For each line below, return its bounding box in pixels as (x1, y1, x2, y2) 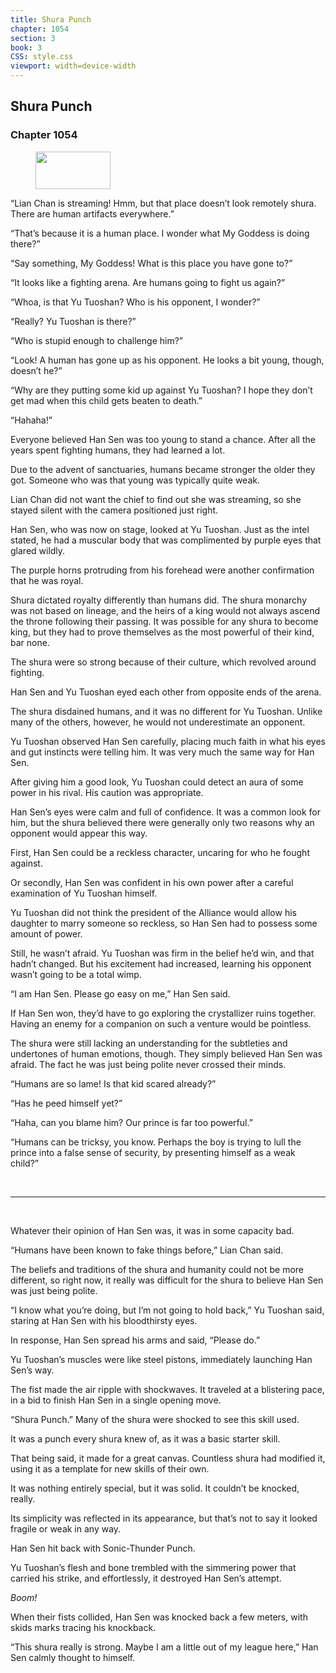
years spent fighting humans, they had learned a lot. (10, 444, 226, 456)
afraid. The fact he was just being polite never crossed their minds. (10, 1058, 287, 1070)
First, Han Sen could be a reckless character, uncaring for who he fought (10, 846, 310, 858)
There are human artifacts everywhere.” (10, 207, 175, 220)
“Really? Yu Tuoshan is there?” (10, 315, 137, 327)
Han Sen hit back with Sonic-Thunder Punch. (10, 1542, 196, 1554)
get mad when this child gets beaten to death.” (10, 394, 203, 406)
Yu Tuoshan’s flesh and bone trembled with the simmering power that (10, 1561, 297, 1573)
